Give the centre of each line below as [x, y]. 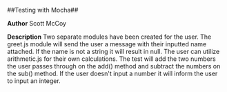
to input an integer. [34, 81]
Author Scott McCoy [37, 23]
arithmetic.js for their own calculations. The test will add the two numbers [111, 59]
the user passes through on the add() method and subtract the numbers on [114, 66]
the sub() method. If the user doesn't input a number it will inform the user [112, 73]
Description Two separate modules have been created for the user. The [109, 37]
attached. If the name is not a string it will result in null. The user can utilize [113, 52]
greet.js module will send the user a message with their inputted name [107, 44]
